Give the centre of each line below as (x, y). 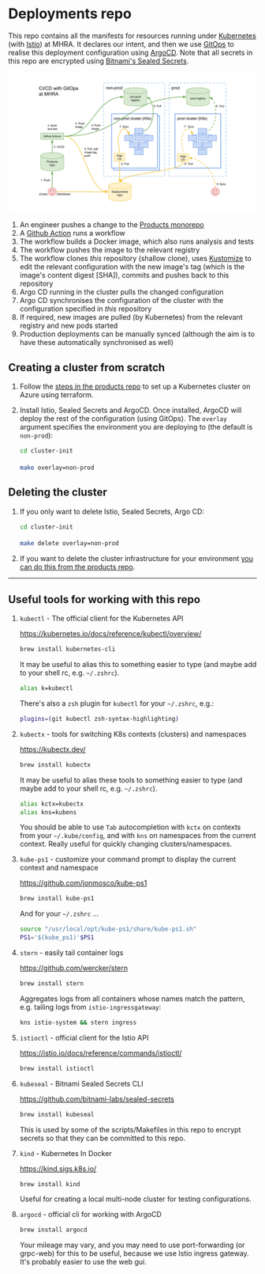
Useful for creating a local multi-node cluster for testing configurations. (135, 1199)
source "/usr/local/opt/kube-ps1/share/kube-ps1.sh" (108, 929)
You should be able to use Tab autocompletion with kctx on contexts (130, 827)
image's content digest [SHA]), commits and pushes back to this (124, 275)
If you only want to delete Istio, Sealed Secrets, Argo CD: (112, 511)
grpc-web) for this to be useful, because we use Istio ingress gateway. (134, 1253)
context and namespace (59, 868)
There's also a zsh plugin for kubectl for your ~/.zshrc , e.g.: (117, 703)
